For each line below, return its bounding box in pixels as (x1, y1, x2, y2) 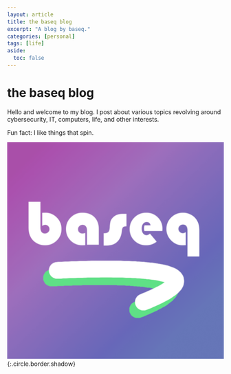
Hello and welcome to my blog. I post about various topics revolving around (7, 107, 221, 116)
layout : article (7, 11, 54, 18)
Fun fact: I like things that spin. (7, 128, 94, 137)
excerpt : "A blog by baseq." (7, 25, 91, 32)
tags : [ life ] (7, 40, 45, 47)
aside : (7, 47, 26, 54)
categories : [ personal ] (7, 33, 76, 40)
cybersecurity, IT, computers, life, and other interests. (7, 115, 159, 123)
